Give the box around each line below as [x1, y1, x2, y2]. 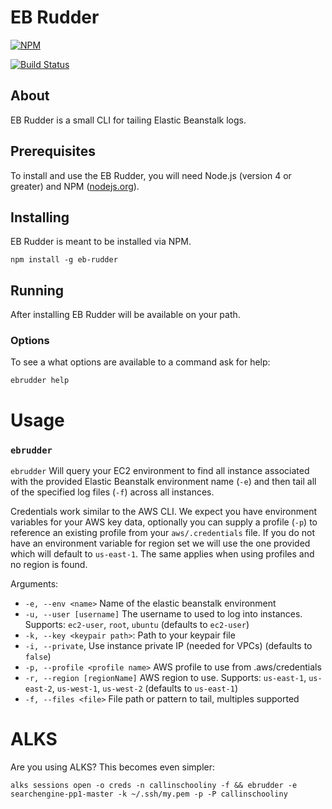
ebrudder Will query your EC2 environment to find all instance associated [10, 464, 310, 476]
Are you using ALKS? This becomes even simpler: [10, 761, 216, 773]
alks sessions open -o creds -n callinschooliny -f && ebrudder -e [10, 780, 298, 790]
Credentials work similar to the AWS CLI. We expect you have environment [10, 505, 317, 517]
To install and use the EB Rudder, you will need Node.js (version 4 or [10, 169, 292, 181]
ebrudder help [10, 376, 70, 386]
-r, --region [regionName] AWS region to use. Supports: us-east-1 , [24, 671, 307, 683]
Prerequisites [10, 143, 96, 160]
